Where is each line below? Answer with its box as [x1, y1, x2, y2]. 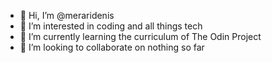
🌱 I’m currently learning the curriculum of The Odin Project [19, 31, 262, 42]
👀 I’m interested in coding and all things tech [19, 20, 203, 32]
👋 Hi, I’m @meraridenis [19, 10, 115, 21]
